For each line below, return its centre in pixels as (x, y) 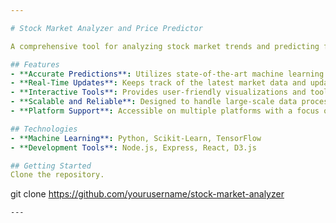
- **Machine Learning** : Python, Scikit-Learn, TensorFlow (136, 138)
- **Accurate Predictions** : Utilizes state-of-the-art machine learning (167, 74)
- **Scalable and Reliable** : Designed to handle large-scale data (154, 102)
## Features (35, 64)
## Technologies (44, 129)
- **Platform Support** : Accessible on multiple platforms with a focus (165, 111)
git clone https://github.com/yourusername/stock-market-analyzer (147, 194)
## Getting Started (51, 166)
